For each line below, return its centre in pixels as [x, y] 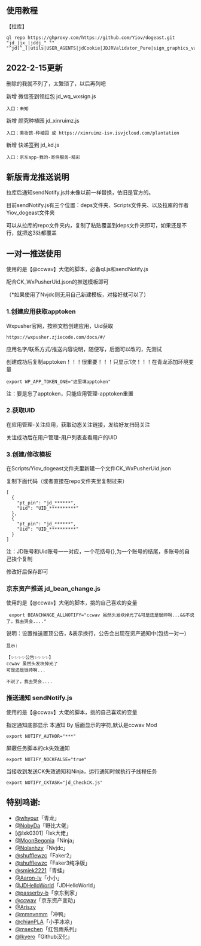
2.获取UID [21, 410]
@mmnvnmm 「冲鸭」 [42, 914]
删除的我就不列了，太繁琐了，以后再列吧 [56, 83]
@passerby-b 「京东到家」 [47, 893]
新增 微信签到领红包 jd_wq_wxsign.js [51, 96]
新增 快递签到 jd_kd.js [33, 145]
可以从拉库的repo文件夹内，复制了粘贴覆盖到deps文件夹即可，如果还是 [94, 226]
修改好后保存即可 [27, 572]
